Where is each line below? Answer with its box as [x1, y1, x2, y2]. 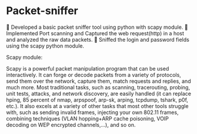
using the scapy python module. [6, 42, 84, 49]
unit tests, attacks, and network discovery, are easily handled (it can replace [6, 90, 192, 97]
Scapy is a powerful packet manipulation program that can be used [6, 65, 169, 72]
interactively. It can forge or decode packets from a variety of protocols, [6, 71, 182, 78]
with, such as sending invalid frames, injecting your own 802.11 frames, [6, 109, 179, 116]
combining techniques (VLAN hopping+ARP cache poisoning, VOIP [6, 115, 169, 122]
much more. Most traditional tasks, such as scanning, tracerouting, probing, [6, 83, 191, 91]
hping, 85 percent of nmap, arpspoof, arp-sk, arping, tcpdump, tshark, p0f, [6, 96, 189, 103]
